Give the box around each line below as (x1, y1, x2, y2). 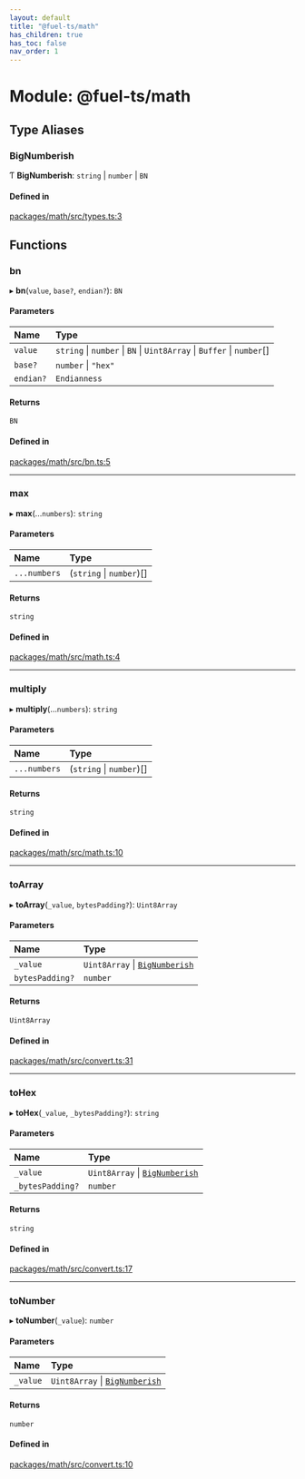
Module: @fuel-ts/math (9, 86, 192, 107)
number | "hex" (55, 359, 115, 372)
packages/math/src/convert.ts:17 (9, 1263, 133, 1275)
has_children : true (9, 30, 84, 39)
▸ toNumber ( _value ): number (9, 1315, 114, 1326)
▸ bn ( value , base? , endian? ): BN (9, 285, 123, 296)
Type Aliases (9, 122, 84, 137)
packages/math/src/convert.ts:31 (9, 1055, 133, 1066)
